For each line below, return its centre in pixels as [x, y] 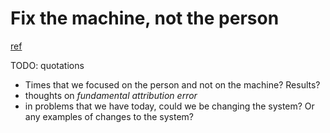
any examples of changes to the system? [109, 116]
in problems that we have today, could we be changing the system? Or [169, 106]
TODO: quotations [47, 65]
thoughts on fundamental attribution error [111, 95]
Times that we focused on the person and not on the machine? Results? [172, 84]
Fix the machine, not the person [145, 18]
